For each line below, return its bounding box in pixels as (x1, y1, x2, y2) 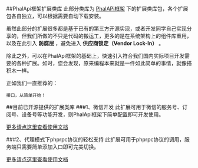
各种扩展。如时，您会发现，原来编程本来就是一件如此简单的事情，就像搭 (16, 60, 192, 67)
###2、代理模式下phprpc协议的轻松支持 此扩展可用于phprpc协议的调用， (6, 136, 185, 143)
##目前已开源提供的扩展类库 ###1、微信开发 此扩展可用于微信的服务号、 (6, 104, 183, 110)
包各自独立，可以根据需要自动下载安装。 (6, 12, 104, 19)
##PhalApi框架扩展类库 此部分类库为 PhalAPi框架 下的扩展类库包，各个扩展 (6, 5, 189, 12)
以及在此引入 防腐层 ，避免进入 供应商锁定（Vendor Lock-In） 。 (6, 40, 164, 47)
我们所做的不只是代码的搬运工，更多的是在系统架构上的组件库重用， (26, 32, 192, 39)
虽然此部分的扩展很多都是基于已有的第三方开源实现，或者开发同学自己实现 (6, 25, 187, 32)
